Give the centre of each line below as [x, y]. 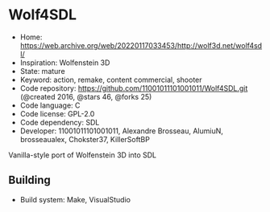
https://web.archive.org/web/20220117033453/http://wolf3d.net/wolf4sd [141, 45]
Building [29, 180]
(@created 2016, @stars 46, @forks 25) [86, 96]
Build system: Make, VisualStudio [75, 199]
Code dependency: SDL [60, 122]
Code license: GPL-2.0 [57, 113]
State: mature [43, 71]
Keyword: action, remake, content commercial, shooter [111, 79]
